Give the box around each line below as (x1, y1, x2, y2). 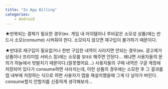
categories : (5, 12, 30, 17)
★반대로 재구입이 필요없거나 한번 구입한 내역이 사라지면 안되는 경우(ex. (5, 48, 145, 54)
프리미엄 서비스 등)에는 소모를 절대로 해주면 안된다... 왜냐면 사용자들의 (22, 54, 157, 60)
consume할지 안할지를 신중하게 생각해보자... (5, 79, 93, 85)
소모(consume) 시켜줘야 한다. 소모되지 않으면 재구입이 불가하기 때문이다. (14, 37, 157, 43)
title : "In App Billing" (5, 7, 57, 12)
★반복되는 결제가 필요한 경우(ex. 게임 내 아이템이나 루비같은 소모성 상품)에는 (5, 31, 156, 37)
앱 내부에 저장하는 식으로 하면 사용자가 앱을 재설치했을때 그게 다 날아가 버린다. (5, 73, 158, 79)
